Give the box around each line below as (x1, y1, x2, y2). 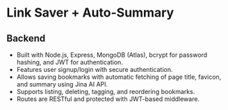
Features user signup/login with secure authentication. (16, 66, 173, 73)
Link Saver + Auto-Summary (6, 5, 174, 21)
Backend (6, 33, 46, 44)
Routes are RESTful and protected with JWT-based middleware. (16, 95, 199, 103)
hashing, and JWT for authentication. (16, 58, 123, 66)
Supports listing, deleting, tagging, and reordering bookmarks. (16, 88, 195, 95)
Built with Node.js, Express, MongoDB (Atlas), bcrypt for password (16, 51, 208, 59)
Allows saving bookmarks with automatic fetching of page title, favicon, (16, 73, 222, 81)
